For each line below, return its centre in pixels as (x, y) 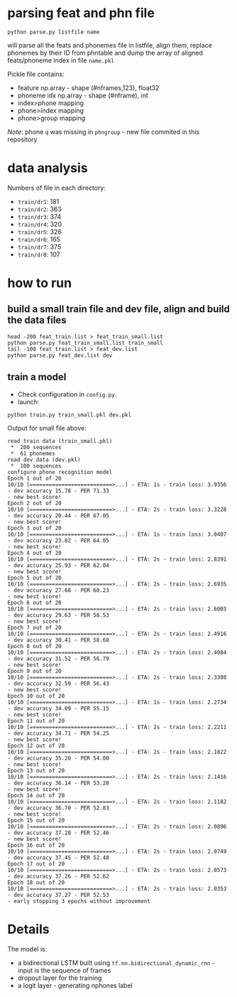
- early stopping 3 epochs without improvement (79, 901)
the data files (37, 320)
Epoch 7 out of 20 (34, 627)
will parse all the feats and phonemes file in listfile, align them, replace (110, 45)
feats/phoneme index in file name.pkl (61, 60)
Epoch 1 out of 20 (34, 478)
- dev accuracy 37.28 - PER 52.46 (59, 833)
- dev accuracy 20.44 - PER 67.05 (59, 516)
